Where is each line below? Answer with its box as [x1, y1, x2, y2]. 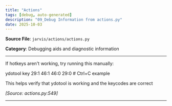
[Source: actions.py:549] [5, 90, 58, 96]
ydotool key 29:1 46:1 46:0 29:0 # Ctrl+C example [5, 70, 110, 77]
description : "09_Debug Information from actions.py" [5, 17, 123, 22]
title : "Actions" [5, 7, 42, 13]
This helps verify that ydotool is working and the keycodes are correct [5, 80, 153, 87]
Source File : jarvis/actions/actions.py [5, 36, 90, 42]
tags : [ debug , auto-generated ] [5, 12, 72, 17]
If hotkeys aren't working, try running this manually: [5, 60, 114, 67]
